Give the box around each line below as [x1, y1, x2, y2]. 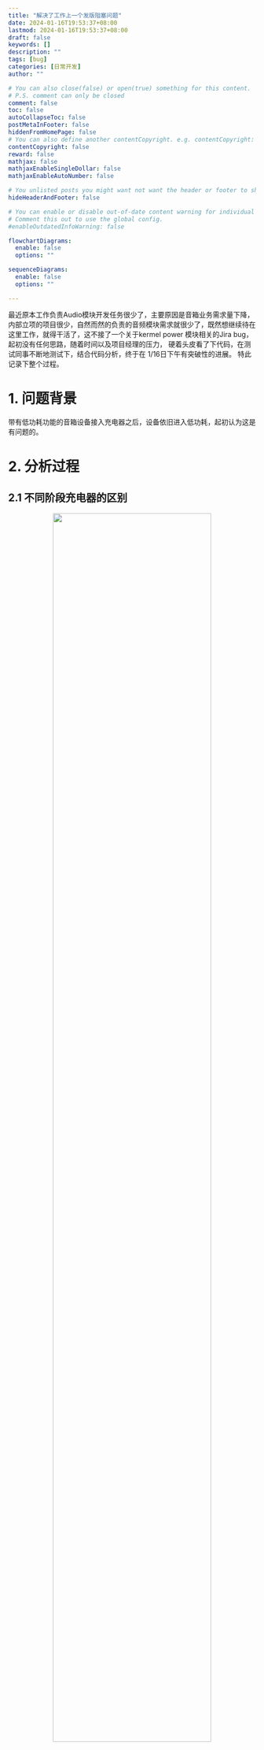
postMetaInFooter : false [8, 121, 90, 129]
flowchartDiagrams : [8, 237, 72, 245]
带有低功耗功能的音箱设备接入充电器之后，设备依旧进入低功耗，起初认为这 [8, 417, 249, 426]
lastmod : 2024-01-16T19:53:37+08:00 [8, 26, 128, 34]
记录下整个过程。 [8, 359, 64, 369]
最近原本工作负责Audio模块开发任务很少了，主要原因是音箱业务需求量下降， [8, 310, 255, 319]
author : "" [8, 70, 44, 78]
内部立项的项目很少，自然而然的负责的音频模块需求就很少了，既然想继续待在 [8, 320, 256, 329]
